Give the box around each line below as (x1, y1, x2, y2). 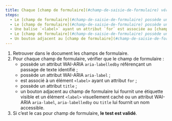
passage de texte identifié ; (20, 66, 78, 72)
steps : (5, 12, 19, 17)
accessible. (20, 105, 45, 111)
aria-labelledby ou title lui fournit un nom (57, 99, 150, 105)
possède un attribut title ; (20, 83, 77, 89)
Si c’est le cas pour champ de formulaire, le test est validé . (12, 110, 137, 116)
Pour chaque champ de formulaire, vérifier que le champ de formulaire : (12, 55, 164, 62)
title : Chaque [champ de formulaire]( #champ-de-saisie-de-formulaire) (5, 7, 159, 13)
